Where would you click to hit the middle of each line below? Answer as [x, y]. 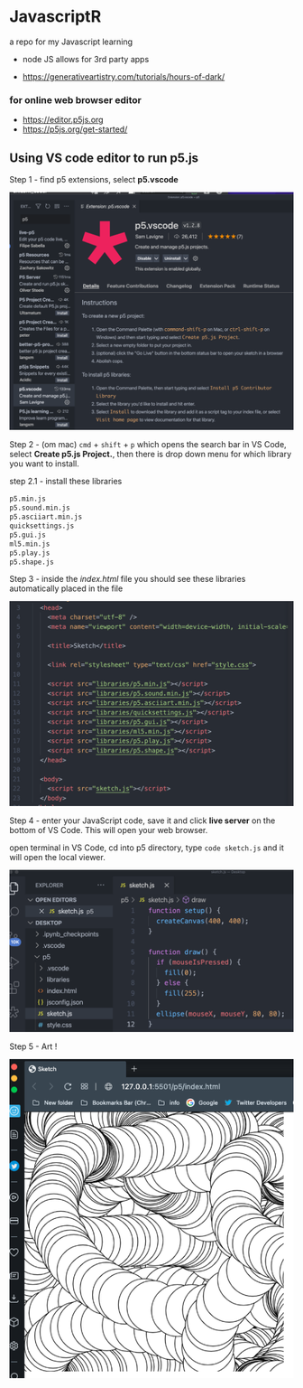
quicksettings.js [42, 526]
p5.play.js [30, 553]
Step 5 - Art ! [33, 1046]
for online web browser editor [75, 99]
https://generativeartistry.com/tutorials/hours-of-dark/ [124, 76]
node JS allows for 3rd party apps [86, 59]
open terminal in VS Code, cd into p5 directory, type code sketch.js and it [147, 848]
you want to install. [44, 464]
